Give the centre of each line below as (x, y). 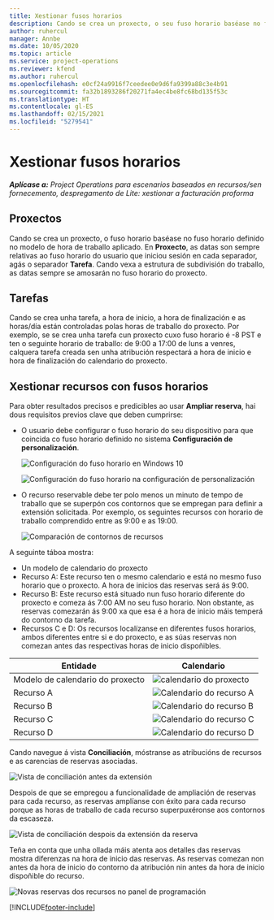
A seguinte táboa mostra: (52, 553)
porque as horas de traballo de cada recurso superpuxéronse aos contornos (137, 810)
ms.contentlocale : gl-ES (51, 106)
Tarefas (29, 299)
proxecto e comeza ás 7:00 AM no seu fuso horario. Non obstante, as (137, 603)
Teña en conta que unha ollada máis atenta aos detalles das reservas (125, 850)
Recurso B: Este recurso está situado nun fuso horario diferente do (133, 594)
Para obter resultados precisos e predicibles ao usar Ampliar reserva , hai (133, 406)
